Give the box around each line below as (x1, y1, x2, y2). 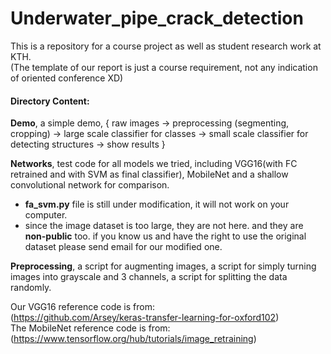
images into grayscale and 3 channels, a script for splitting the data (10, 271, 288, 283)
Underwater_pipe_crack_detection (10, 7, 304, 30)
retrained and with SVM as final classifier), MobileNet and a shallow (10, 168, 289, 181)
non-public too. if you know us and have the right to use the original (24, 230, 307, 242)
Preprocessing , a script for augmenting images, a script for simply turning (10, 260, 317, 272)
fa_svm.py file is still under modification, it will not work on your (24, 198, 290, 211)
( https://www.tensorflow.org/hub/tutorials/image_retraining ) (10, 333, 257, 345)
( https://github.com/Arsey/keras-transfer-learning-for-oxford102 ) (10, 312, 280, 324)
